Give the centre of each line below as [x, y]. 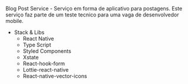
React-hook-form [44, 63]
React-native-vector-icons [55, 76]
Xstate [31, 57]
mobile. [15, 21]
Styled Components [47, 51]
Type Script [37, 45]
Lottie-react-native [46, 70]
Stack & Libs [29, 32]
